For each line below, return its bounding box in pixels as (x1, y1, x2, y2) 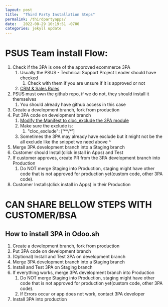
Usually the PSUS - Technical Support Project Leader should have (20, 70, 156, 76)
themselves (12, 96, 37, 102)
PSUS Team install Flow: (5, 48, 108, 59)
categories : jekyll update (5, 26, 62, 31)
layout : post (5, 7, 33, 13)
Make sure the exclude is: (20, 123, 73, 129)
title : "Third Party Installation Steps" (5, 12, 95, 17)
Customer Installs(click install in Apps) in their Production (12, 182, 131, 188)
